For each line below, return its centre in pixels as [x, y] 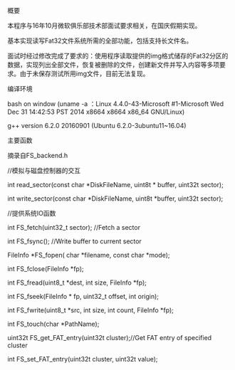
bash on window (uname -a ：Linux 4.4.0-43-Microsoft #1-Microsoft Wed [116, 104]
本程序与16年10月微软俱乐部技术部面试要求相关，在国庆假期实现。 [104, 26]
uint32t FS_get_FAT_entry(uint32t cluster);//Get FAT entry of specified [110, 338]
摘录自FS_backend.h [38, 155]
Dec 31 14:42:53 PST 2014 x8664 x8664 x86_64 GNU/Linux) [96, 112]
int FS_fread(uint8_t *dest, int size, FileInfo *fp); [77, 282]
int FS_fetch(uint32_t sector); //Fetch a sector [74, 227]
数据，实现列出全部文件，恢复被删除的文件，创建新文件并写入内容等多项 [113, 65]
